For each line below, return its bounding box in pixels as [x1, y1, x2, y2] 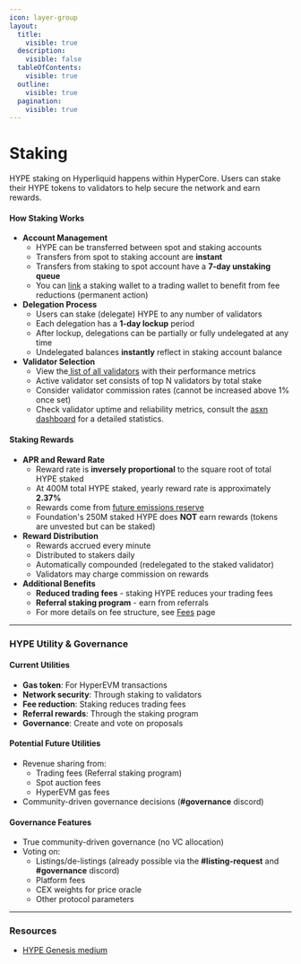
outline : [17, 80, 50, 89]
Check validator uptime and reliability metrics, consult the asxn [35, 404, 269, 415]
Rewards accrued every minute [35, 540, 151, 551]
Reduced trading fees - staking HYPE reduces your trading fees [35, 587, 273, 598]
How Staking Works [9, 213, 85, 223]
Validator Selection [21, 356, 96, 368]
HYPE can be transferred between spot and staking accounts [35, 242, 262, 253]
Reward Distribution [21, 530, 99, 541]
